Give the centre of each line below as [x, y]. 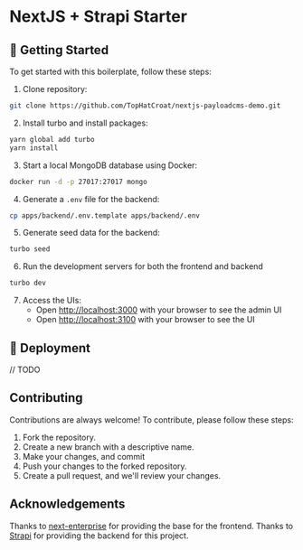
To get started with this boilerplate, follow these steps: [111, 71]
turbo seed [30, 249]
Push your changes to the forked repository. [104, 466]
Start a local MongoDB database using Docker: [109, 165]
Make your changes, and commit [84, 456]
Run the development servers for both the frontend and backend [143, 266]
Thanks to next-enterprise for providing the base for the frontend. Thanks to [151, 526]
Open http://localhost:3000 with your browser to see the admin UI [159, 310]
